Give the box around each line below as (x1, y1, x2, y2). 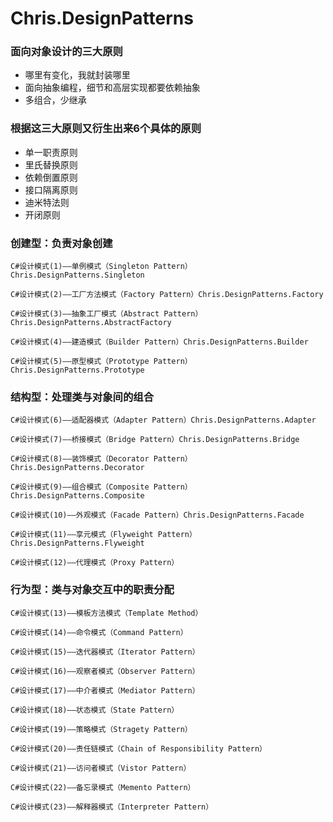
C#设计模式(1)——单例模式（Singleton (10, 262, 150, 272)
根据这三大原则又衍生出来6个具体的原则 (10, 122, 202, 136)
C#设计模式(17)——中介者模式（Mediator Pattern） (10, 685, 200, 696)
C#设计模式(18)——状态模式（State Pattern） (10, 705, 180, 715)
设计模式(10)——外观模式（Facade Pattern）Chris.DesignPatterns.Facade (19, 510, 305, 521)
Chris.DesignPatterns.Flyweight (10, 538, 145, 549)
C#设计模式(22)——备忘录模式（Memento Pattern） (10, 782, 196, 792)
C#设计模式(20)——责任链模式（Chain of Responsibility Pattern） (10, 743, 267, 754)
